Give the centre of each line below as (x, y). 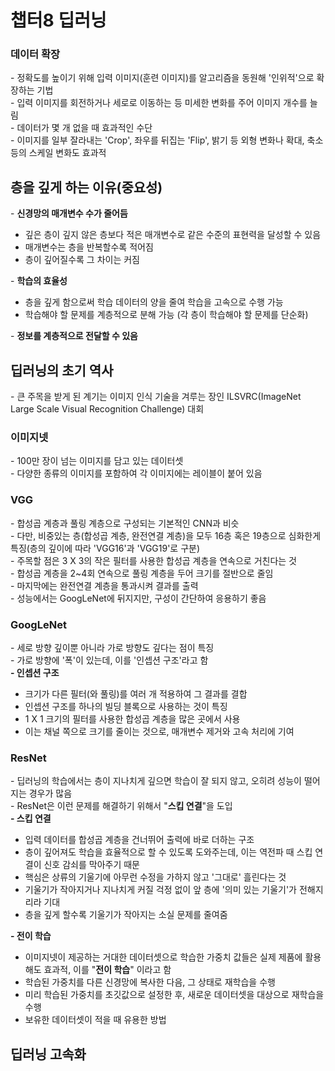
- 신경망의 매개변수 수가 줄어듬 (69, 213)
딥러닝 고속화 (48, 1054)
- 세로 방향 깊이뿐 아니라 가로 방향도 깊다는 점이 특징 (112, 647)
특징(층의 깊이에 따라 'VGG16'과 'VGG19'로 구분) (105, 548)
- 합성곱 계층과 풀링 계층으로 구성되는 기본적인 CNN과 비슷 (125, 523)
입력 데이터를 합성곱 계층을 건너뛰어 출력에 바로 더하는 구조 (139, 840)
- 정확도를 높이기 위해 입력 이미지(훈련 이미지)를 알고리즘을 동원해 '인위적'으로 (162, 78)
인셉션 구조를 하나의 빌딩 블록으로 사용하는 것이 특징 (126, 706)
